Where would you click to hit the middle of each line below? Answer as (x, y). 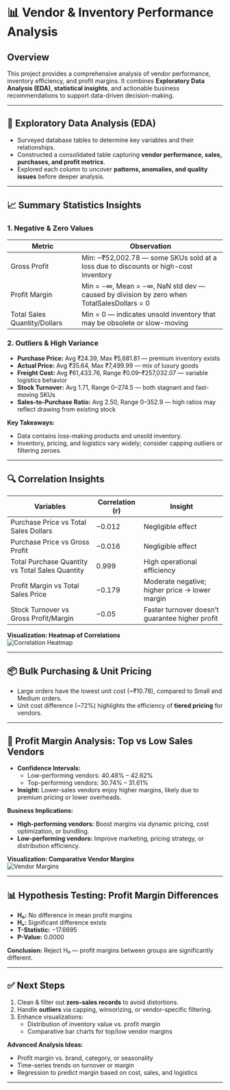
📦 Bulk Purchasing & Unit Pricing (79, 671)
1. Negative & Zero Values (50, 228)
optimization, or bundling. (53, 831)
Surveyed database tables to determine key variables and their (105, 140)
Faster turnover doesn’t (181, 609)
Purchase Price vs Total (49, 522)
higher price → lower (177, 590)
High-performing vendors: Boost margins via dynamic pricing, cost (113, 824)
